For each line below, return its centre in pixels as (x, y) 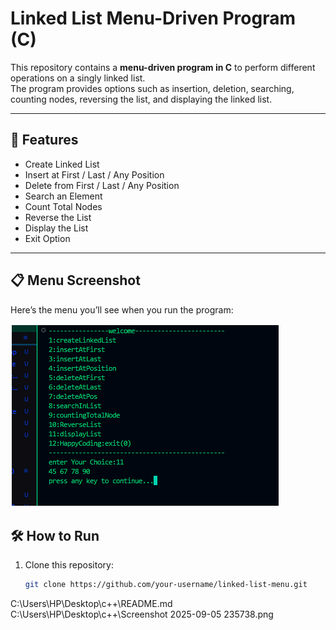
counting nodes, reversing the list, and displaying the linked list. (141, 99)
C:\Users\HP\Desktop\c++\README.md (91, 604)
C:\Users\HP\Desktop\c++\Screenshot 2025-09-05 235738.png (142, 614)
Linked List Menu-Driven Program (153, 18)
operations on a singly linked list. (78, 78)
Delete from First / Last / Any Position (102, 185)
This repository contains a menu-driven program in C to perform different (163, 67)
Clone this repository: (69, 565)
